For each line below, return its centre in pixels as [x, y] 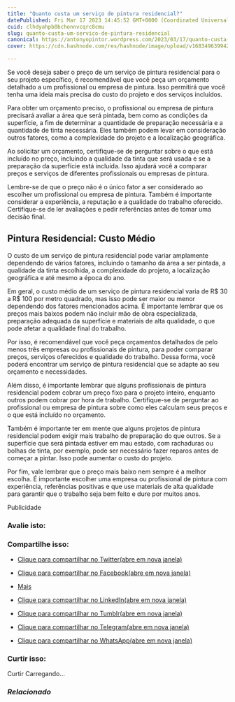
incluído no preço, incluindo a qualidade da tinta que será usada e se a [109, 159]
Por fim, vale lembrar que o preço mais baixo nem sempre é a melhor [107, 471]
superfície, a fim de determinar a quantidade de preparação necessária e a [115, 123]
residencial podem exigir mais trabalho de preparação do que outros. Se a [114, 436]
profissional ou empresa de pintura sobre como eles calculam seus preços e [117, 407]
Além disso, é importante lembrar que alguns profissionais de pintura [107, 385]
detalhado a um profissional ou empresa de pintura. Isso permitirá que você [116, 87]
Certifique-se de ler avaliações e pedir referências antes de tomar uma [109, 209]
